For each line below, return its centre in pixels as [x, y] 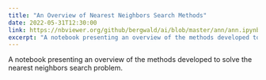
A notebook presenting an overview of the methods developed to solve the [130, 60]
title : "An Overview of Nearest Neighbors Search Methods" [108, 15]
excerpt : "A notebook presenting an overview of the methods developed [129, 37]
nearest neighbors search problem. [66, 68]
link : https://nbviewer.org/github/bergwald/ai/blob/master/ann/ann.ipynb [134, 30]
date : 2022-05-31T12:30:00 [53, 23]
